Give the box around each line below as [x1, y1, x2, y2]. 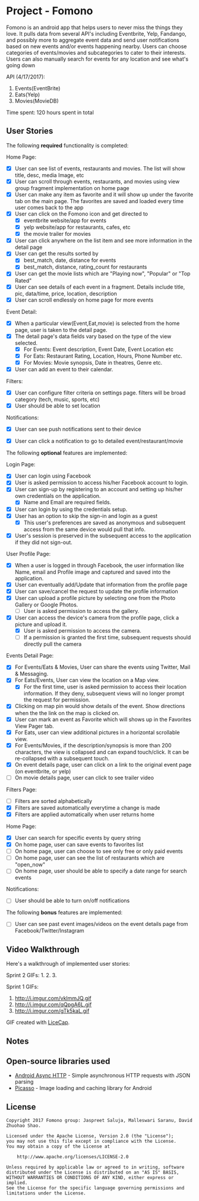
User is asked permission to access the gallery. [23, 608, 140, 614]
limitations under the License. [6, 1190, 86, 1196]
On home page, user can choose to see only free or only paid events [14, 848, 183, 855]
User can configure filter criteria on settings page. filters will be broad [14, 389, 186, 396]
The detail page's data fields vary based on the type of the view [14, 333, 172, 340]
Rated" [14, 277, 32, 284]
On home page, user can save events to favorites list [14, 841, 144, 848]
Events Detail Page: [6, 652, 54, 659]
